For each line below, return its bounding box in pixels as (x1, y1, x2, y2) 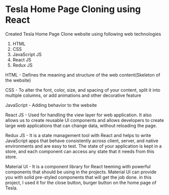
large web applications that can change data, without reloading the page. (5, 122, 157, 128)
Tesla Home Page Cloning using (5, 4, 141, 15)
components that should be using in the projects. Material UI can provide (5, 169, 157, 175)
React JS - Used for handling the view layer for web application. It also (5, 112, 152, 118)
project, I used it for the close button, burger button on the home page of (5, 179, 156, 185)
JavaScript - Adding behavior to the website (5, 102, 97, 108)
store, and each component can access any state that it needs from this (5, 148, 155, 154)
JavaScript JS (12, 51, 42, 57)
